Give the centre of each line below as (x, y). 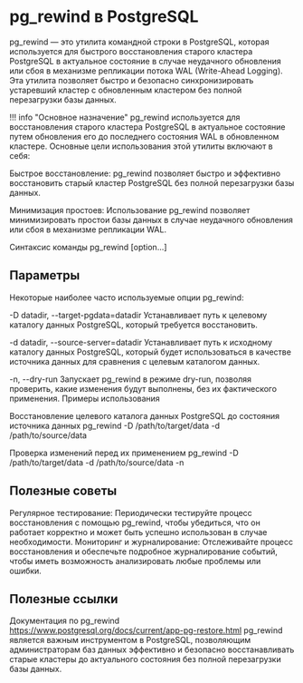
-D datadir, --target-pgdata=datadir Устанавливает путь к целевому (138, 315)
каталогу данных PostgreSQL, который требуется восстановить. (133, 325)
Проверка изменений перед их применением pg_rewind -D (124, 453)
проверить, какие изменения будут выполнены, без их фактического (143, 388)
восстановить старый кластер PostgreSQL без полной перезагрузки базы (152, 182)
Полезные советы (63, 491)
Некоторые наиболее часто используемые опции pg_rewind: (127, 298)
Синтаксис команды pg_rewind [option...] (88, 247)
